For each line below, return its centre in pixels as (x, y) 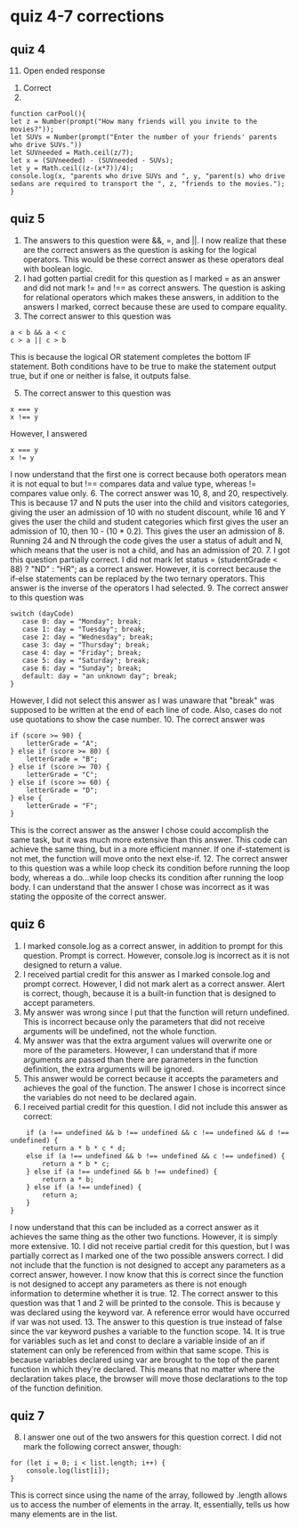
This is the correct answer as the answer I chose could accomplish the (140, 829)
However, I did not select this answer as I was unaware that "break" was (142, 700)
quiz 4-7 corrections (87, 16)
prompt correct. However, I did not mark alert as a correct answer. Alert (154, 984)
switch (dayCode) (42, 613)
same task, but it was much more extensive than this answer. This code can (149, 839)
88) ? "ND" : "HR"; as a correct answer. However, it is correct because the (146, 568)
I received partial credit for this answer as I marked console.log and (146, 974)
